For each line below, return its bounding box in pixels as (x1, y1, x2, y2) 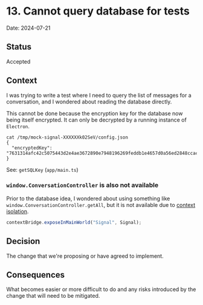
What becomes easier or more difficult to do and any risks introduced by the (6, 286, 196, 293)
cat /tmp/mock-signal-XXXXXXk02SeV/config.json (6, 134, 129, 140)
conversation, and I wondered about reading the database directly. (6, 98, 172, 105)
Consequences (6, 269, 65, 280)
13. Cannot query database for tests (6, 4, 190, 18)
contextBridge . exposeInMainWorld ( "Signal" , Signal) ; (6, 219, 142, 225)
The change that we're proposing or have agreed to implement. (6, 252, 164, 260)
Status (6, 42, 32, 52)
